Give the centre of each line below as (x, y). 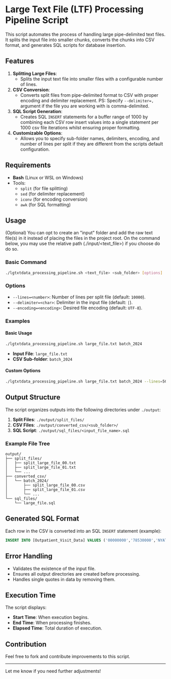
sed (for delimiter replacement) (52, 194)
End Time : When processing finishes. (52, 623)
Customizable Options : (37, 133)
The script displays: (26, 608)
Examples (18, 321)
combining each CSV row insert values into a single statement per (89, 122)
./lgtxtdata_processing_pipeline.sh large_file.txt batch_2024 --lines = (84, 382)
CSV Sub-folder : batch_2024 (42, 359)
